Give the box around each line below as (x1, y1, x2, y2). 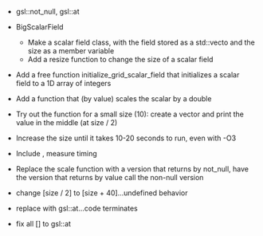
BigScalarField (15, 22, 64, 31)
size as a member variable (27, 46, 115, 55)
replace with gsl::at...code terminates (15, 203, 138, 213)
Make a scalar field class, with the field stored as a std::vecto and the (27, 37, 255, 47)
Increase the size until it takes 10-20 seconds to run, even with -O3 (15, 133, 237, 143)
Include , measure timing (15, 149, 97, 158)
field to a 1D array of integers (15, 79, 112, 88)
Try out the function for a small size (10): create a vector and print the (15, 109, 245, 119)
